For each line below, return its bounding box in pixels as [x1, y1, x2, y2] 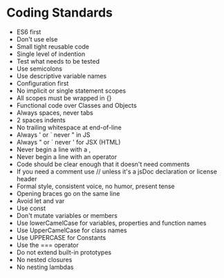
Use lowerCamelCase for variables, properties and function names [16, 219, 207, 227]
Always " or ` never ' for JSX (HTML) [16, 138, 121, 146]
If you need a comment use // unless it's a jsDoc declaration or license [16, 167, 217, 176]
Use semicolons [16, 64, 63, 73]
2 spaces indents [16, 115, 66, 124]
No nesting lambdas [16, 263, 74, 271]
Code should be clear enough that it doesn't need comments [16, 160, 190, 168]
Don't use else [16, 35, 58, 43]
